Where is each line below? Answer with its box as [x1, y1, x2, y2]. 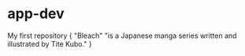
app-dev [7, 5, 65, 23]
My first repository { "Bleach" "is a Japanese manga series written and [7, 31, 237, 40]
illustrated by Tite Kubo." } [7, 39, 92, 48]
